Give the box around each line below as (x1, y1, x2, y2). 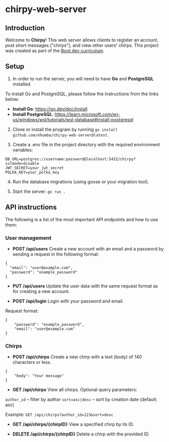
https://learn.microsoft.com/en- (54, 111, 121, 117)
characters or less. (12, 359, 52, 365)
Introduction (5, 24, 45, 32)
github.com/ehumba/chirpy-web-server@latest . (12, 132, 109, 138)
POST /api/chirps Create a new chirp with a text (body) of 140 (12, 354, 142, 360)
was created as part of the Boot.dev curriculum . (5, 48, 105, 53)
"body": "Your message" (14, 373, 64, 378)
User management (5, 234, 52, 241)
